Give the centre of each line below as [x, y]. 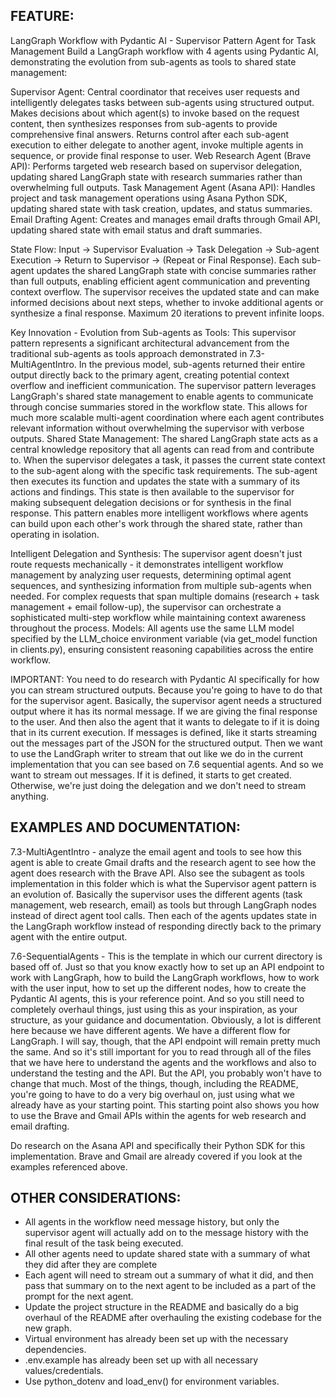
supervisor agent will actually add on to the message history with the [167, 1233]
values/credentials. [64, 1371]
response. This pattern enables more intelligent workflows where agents [159, 513]
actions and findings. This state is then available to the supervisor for [152, 491]
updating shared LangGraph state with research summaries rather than [156, 176]
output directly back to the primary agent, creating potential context [150, 375]
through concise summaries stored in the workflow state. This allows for [159, 406]
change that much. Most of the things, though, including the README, [154, 1083]
